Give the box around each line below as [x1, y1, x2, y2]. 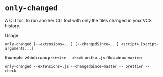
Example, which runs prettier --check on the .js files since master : [5, 55, 142, 60]
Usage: [5, 32, 20, 38]
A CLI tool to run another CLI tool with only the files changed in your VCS [5, 18, 152, 23]
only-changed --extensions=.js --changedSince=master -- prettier [5, 64, 143, 69]
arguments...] [5, 46, 34, 51]
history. [5, 23, 21, 29]
